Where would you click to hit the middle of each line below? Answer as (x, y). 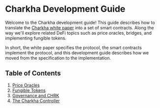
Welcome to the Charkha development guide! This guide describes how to (80, 22)
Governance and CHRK (36, 95)
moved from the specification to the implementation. (58, 58)
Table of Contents (33, 74)
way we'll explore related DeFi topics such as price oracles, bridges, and (79, 33)
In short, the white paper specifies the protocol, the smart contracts (74, 47)
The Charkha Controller (36, 101)
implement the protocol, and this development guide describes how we (77, 53)
